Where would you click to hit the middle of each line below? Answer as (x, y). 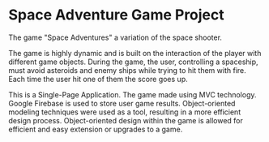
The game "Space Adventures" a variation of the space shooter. (115, 37)
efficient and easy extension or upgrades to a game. (96, 129)
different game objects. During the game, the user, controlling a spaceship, (133, 62)
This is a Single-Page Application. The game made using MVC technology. (132, 94)
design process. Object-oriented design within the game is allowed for (126, 120)
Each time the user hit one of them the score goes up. (98, 79)
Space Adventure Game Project (116, 15)
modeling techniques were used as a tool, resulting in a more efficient (125, 112)
